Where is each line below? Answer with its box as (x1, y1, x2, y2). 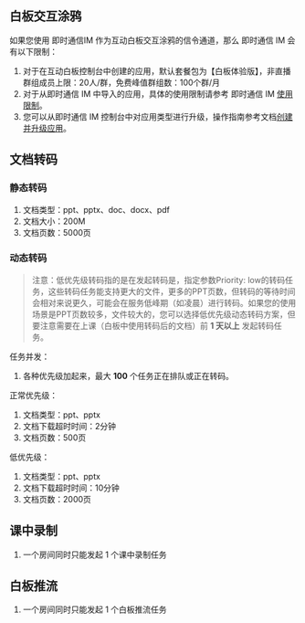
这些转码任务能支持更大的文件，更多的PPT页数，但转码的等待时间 (47, 286, 296, 297)
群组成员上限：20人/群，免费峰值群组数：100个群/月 (22, 77, 221, 88)
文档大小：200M (22, 216, 86, 227)
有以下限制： (9, 46, 58, 57)
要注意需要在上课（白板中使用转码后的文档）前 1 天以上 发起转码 (31, 320, 275, 331)
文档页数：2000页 (22, 493, 91, 504)
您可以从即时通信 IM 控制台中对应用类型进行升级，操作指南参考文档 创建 (22, 111, 294, 121)
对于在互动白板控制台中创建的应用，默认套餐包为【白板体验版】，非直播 (22, 65, 291, 76)
